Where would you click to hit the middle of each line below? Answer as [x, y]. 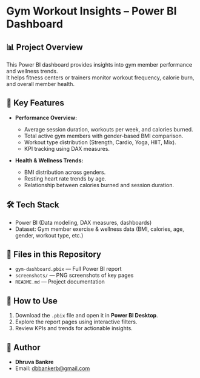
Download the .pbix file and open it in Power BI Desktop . [87, 316]
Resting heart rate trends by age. [65, 178]
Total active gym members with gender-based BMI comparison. [104, 136]
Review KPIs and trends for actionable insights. [74, 328]
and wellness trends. [32, 71]
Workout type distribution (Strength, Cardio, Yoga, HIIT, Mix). [100, 142]
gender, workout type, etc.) [49, 235]
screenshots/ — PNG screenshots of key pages [74, 275]
